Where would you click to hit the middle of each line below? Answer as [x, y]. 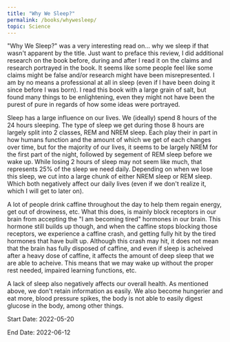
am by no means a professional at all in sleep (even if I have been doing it [111, 83]
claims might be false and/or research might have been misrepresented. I [111, 75]
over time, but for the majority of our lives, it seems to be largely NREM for [113, 147]
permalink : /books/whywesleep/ [52, 20]
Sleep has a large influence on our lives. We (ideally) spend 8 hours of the [112, 118]
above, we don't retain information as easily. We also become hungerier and [115, 291]
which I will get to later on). [45, 191]
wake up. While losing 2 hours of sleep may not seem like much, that [105, 162]
